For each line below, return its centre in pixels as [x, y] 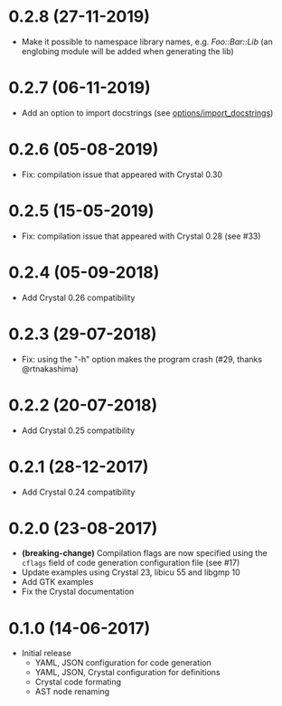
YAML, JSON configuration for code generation [123, 663]
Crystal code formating [78, 682]
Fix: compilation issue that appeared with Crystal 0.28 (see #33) [141, 236]
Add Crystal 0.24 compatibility [78, 492]
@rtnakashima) [50, 369]
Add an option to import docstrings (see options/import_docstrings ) [147, 113]
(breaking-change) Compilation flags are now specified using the [144, 553]
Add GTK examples [57, 582]
